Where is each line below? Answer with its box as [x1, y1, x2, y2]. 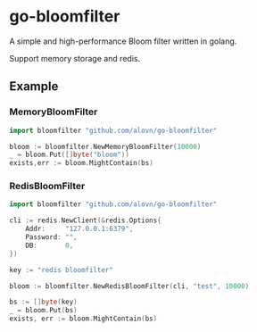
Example [9, 79, 59, 95]
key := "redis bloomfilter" [9, 265, 114, 274]
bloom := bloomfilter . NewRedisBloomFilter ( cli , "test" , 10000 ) [9, 281, 250, 291]
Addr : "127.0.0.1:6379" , [25, 225, 134, 234]
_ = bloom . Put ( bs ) [9, 306, 78, 315]
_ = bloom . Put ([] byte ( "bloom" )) [9, 150, 129, 160]
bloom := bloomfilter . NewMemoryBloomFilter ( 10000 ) [9, 142, 202, 151]
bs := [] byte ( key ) [9, 297, 78, 307]
